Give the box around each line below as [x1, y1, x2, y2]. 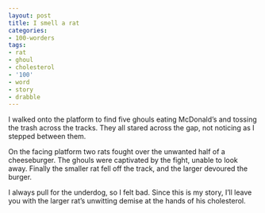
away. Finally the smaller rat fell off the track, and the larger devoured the [8, 164, 248, 173]
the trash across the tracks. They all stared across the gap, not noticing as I [8, 123, 255, 133]
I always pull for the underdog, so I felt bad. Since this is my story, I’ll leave [8, 188, 252, 197]
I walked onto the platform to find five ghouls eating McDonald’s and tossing [8, 114, 257, 124]
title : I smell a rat [8, 19, 80, 27]
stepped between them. [8, 132, 86, 141]
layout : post [8, 11, 52, 20]
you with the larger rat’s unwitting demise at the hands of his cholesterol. [8, 196, 246, 206]
